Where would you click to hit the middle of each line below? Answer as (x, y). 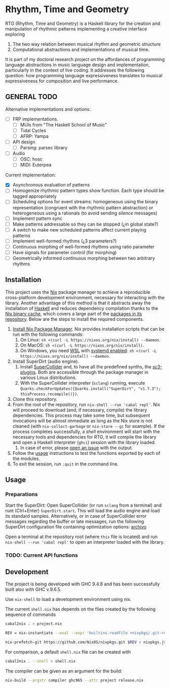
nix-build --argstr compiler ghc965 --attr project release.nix (74, 680)
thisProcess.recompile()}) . (49, 394)
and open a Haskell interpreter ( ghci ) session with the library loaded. (84, 442)
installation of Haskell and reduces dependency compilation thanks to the (82, 308)
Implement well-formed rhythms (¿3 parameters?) (65, 241)
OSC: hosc (31, 159)
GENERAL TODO (31, 97)
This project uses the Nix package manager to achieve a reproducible (78, 292)
